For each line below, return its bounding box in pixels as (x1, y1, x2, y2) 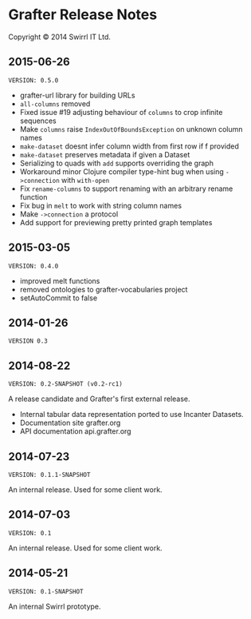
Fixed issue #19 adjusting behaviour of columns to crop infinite (19, 107, 223, 117)
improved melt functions (19, 276, 100, 285)
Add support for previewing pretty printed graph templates (19, 217, 213, 227)
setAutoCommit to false (19, 293, 98, 303)
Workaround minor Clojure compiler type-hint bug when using (19, 166, 225, 177)
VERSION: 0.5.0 (8, 76, 59, 85)
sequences (19, 116, 57, 125)
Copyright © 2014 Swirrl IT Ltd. (8, 32, 112, 42)
